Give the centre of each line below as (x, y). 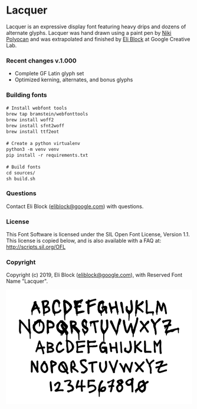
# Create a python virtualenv (43, 143)
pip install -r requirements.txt (47, 155)
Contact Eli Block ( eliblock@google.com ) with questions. (75, 206)
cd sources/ (21, 173)
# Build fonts (24, 167)
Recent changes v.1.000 (41, 61)
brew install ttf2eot (33, 131)
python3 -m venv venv (33, 149)
